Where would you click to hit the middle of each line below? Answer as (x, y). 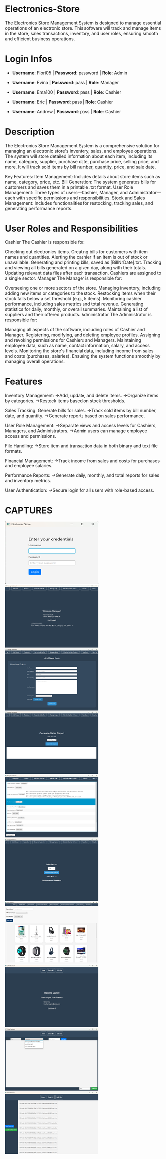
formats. (14, 451)
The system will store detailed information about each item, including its (79, 156)
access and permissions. (31, 436)
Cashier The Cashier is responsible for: (45, 242)
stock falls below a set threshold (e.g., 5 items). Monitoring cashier (73, 298)
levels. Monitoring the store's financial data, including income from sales (79, 351)
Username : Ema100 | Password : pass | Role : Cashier (67, 92)
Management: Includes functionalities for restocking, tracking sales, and (79, 203)
